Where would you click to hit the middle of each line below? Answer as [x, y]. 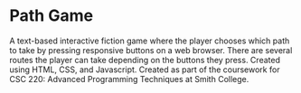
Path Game [51, 16]
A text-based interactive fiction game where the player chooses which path [150, 41]
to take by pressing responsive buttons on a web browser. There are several [151, 50]
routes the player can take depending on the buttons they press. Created [145, 60]
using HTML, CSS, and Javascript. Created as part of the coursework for [145, 70]
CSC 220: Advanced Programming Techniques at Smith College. [129, 79]
